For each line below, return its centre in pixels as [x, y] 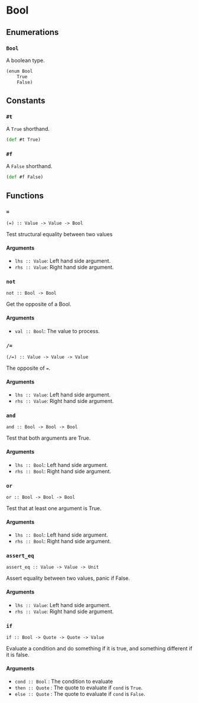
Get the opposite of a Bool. [39, 304]
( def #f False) [25, 177]
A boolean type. [26, 60]
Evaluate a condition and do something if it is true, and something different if [99, 648]
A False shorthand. [29, 166]
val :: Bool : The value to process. [57, 331]
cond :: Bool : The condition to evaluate [64, 682]
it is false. [18, 654]
